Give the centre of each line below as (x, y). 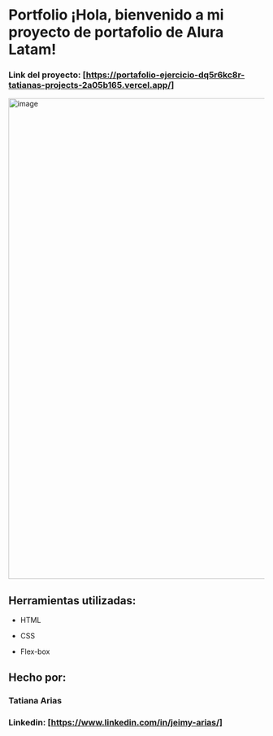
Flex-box (35, 651)
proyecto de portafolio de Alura (116, 32)
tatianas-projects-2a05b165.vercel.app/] (91, 85)
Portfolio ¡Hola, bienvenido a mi (116, 15)
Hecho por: (37, 677)
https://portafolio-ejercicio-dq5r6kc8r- (165, 75)
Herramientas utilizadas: (72, 601)
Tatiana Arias (35, 700)
